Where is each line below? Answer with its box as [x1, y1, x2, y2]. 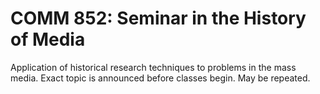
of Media [10, 28, 86, 51]
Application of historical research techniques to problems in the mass [10, 61, 297, 73]
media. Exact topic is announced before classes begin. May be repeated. [10, 72, 311, 84]
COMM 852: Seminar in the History [10, 7, 307, 30]
